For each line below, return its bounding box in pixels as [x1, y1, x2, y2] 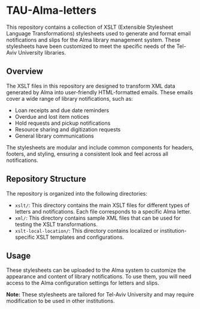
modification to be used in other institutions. [6, 298, 115, 305]
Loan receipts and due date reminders [14, 106, 110, 114]
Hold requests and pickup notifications [14, 119, 111, 127]
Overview [6, 67, 44, 77]
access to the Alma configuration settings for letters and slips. [6, 280, 160, 287]
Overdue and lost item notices [14, 113, 89, 120]
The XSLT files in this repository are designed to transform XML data [6, 82, 175, 89]
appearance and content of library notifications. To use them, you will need [6, 273, 192, 280]
